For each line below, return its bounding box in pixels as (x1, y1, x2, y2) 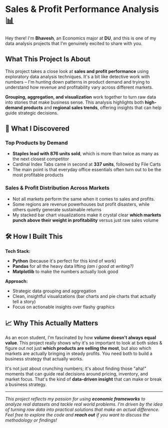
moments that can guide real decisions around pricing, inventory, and (5, 371, 148, 377)
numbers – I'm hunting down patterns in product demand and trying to (5, 79, 150, 85)
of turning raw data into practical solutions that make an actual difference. (5, 406, 160, 412)
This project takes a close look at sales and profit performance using (5, 68, 149, 74)
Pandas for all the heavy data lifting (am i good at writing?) (12, 263, 134, 269)
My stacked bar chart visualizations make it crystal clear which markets (12, 212, 161, 218)
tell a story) (12, 298, 36, 304)
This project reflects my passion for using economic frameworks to (5, 396, 146, 402)
